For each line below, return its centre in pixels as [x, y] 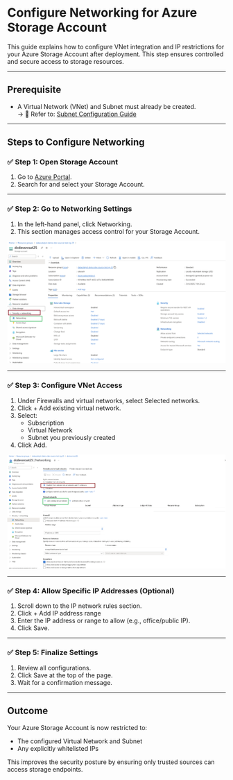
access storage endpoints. [45, 769]
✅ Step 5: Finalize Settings [53, 652]
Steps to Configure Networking [76, 143]
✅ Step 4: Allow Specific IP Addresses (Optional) [91, 591]
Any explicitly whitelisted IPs [58, 748]
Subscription [46, 423]
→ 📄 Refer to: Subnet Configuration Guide [77, 114]
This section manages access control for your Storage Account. [108, 231]
